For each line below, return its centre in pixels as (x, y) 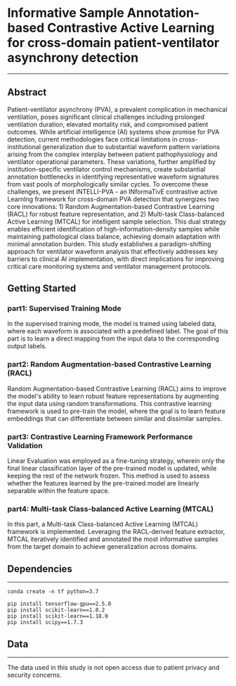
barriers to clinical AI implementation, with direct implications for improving (116, 259)
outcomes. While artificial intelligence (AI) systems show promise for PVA (113, 132)
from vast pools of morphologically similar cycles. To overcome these (108, 184)
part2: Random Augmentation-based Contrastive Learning (110, 364)
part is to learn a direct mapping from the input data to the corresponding (113, 338)
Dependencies (40, 569)
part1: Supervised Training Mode (64, 309)
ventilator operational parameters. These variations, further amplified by (112, 161)
